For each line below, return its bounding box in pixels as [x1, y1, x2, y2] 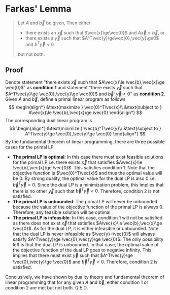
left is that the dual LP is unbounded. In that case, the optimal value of [12, 242, 159, 248]
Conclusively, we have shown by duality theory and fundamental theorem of [5, 274, 164, 280]
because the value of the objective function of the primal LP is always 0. [12, 204, 164, 210]
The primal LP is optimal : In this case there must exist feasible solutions [12, 154, 163, 160]
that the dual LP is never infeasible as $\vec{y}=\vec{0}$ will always [12, 231, 155, 237]
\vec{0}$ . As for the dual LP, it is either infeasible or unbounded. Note [12, 226, 159, 232]
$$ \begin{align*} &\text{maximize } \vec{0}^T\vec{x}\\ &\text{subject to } [8, 104, 162, 110]
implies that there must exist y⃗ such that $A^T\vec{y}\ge [12, 252, 133, 259]
